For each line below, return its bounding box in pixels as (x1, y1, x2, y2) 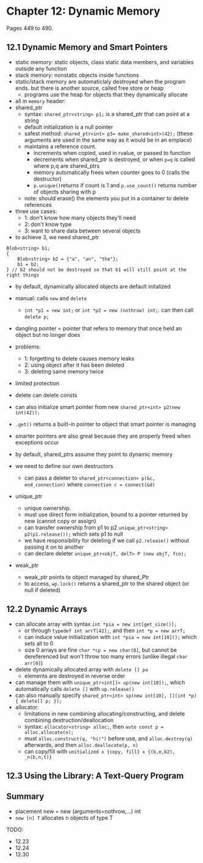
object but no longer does (15, 331, 80, 338)
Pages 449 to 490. (6, 24, 54, 32)
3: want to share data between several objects (24, 227, 141, 234)
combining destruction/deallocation (24, 716, 114, 724)
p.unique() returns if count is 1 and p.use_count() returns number (33, 181, 198, 189)
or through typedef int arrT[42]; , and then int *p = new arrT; (24, 627, 186, 634)
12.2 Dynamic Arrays (6, 604, 87, 615)
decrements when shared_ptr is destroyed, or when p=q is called (33, 156, 195, 163)
